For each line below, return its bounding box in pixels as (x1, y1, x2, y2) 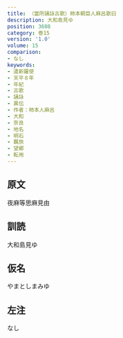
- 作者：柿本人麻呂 (7, 106, 55, 113)
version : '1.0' (7, 36, 51, 43)
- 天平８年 (7, 74, 35, 82)
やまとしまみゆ (7, 282, 50, 290)
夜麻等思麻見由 (7, 198, 50, 207)
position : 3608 (7, 23, 51, 30)
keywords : (7, 62, 36, 68)
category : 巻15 (7, 29, 50, 37)
